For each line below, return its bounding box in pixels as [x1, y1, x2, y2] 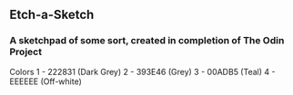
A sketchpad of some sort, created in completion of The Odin [9, 34, 285, 47]
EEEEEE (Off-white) [9, 76, 82, 87]
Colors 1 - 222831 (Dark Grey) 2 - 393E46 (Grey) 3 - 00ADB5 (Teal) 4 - [9, 66, 276, 77]
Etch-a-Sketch [9, 7, 95, 23]
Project [9, 45, 43, 58]
